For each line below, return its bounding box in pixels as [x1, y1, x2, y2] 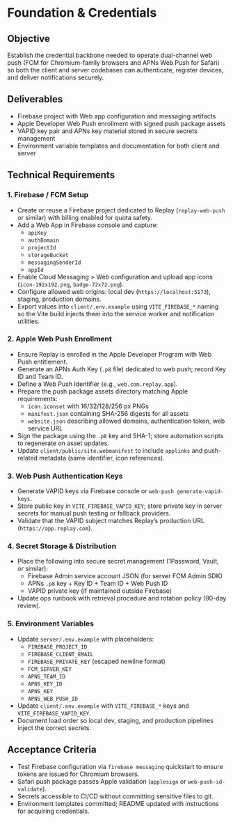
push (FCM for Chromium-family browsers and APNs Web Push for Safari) [7, 59, 220, 67]
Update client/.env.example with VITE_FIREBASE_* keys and [17, 701, 189, 710]
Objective [7, 33, 51, 45]
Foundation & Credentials [7, 5, 157, 21]
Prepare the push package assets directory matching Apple [17, 387, 188, 395]
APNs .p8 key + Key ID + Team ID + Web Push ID [27, 580, 168, 588]
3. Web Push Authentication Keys [7, 471, 123, 481]
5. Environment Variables [7, 619, 94, 628]
